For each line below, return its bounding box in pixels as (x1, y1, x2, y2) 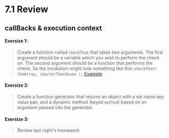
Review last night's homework (17, 127, 80, 133)
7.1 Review (5, 4, 49, 15)
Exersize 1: (5, 38, 28, 44)
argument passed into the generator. (17, 104, 94, 110)
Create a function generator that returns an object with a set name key (17, 93, 164, 99)
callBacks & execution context (5, 24, 102, 32)
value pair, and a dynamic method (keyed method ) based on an (17, 99, 147, 105)
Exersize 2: (5, 82, 29, 88)
